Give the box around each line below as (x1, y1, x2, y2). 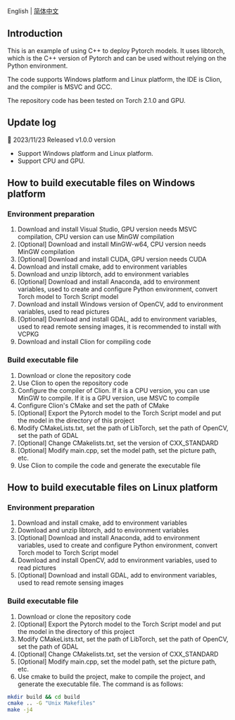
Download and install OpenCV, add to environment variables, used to (17, 556, 217, 565)
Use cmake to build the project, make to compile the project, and (17, 672, 205, 681)
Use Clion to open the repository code (17, 379, 129, 387)
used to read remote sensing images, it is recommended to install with (17, 322, 222, 331)
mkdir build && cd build (7, 693, 80, 700)
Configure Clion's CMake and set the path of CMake (17, 401, 170, 410)
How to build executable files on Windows (7, 177, 196, 189)
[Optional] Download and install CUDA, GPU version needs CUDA (17, 255, 207, 264)
